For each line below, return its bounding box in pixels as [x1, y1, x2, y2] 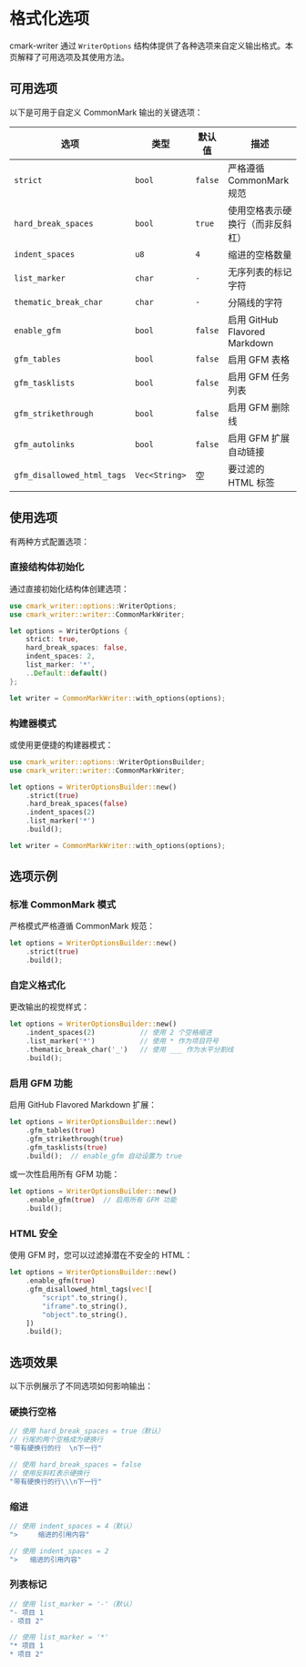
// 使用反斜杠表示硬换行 [9, 1468, 90, 1478]
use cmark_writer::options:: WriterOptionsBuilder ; [9, 757, 206, 766]
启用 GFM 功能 [9, 1077, 73, 1089]
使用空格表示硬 [227, 204, 292, 217]
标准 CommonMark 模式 [9, 898, 117, 911]
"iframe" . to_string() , [42, 1302, 128, 1311]
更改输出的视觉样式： [9, 1001, 89, 1012]
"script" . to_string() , [42, 1293, 128, 1303]
